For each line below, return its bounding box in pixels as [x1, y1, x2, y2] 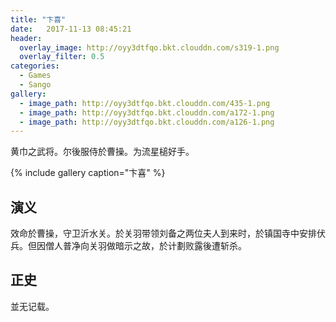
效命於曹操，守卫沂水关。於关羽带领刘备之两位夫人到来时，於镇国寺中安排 [10, 227, 317, 240]
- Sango [19, 80, 52, 90]
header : [10, 33, 43, 43]
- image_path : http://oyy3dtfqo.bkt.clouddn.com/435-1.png [19, 98, 271, 108]
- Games [19, 71, 52, 81]
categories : [10, 61, 60, 71]
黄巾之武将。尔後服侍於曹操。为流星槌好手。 [10, 146, 195, 158]
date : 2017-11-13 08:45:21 [10, 24, 132, 34]
